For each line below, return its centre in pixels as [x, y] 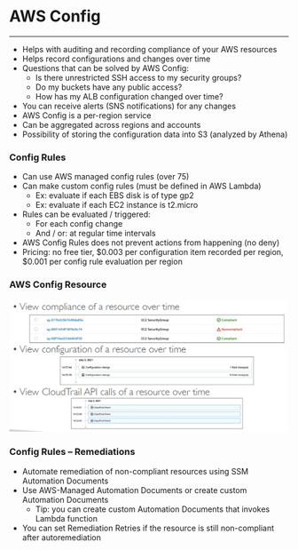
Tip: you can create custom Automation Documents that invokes [153, 509]
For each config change [79, 224]
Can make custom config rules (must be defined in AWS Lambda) [141, 186]
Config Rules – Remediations [72, 452]
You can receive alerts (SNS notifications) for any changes [129, 106]
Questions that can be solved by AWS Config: [105, 68]
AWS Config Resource [58, 284]
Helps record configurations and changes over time [116, 59]
